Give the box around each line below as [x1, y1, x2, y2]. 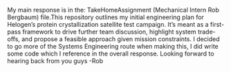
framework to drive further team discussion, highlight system [22, 27, 196, 36]
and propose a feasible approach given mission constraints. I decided [21, 35, 220, 43]
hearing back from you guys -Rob [7, 57, 104, 64]
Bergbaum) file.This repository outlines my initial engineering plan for [7, 13, 204, 21]
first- [210, 21, 225, 28]
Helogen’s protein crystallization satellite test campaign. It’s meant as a [7, 21, 209, 28]
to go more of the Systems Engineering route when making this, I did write [7, 43, 219, 50]
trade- [197, 27, 216, 36]
